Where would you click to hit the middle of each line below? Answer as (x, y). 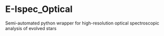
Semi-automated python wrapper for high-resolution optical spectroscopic (82, 23)
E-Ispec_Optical (39, 9)
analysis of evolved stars (31, 28)
